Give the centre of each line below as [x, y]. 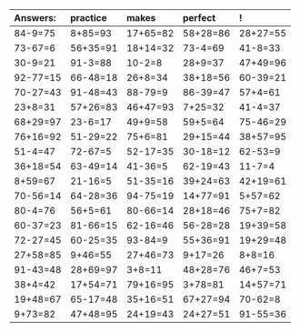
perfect [200, 18]
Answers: [35, 18]
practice [89, 18]
